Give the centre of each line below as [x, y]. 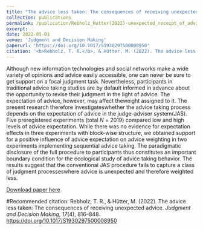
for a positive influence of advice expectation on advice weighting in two [97, 139]
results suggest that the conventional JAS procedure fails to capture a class [101, 165]
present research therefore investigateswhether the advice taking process [98, 107]
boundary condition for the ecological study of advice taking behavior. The [99, 159]
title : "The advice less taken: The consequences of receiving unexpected [102, 12]
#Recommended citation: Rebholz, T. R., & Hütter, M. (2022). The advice [96, 201]
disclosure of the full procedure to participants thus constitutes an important [101, 152]
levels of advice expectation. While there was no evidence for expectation [98, 126]
